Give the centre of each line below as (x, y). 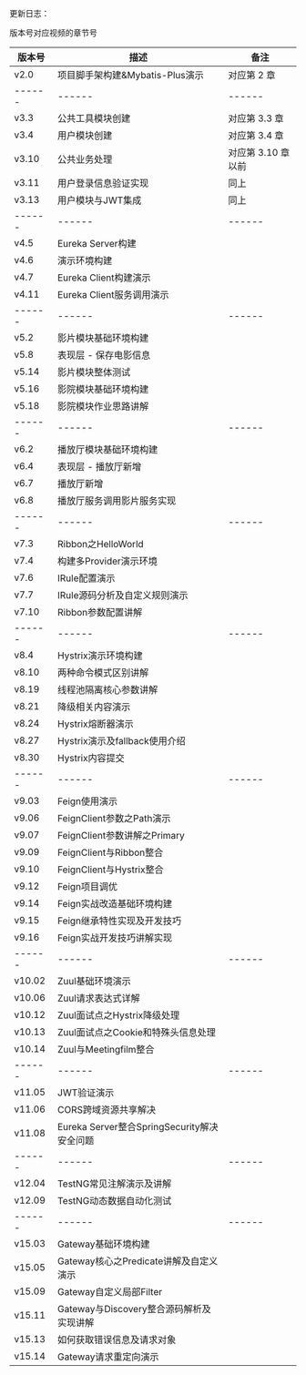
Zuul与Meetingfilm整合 (106, 1049)
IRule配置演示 (87, 578)
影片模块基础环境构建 (103, 338)
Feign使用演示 (88, 801)
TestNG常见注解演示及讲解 (115, 1184)
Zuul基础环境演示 (95, 981)
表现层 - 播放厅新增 (100, 467)
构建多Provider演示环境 (107, 561)
